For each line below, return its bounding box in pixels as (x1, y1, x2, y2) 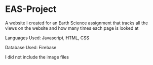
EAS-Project (5, 3, 57, 15)
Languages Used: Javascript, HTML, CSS (5, 35, 90, 41)
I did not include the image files (5, 54, 69, 60)
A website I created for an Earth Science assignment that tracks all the (5, 20, 148, 26)
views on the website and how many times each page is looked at (5, 25, 139, 31)
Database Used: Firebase (5, 44, 57, 50)
